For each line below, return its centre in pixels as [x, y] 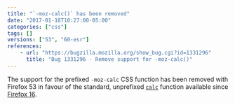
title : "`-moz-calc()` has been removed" [69, 14]
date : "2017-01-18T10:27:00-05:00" [59, 20]
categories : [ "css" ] [38, 27]
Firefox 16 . [22, 94]
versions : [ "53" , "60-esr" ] [48, 40]
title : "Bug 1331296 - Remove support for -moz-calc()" [109, 59]
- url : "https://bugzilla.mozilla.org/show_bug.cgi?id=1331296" [116, 53]
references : [25, 46]
